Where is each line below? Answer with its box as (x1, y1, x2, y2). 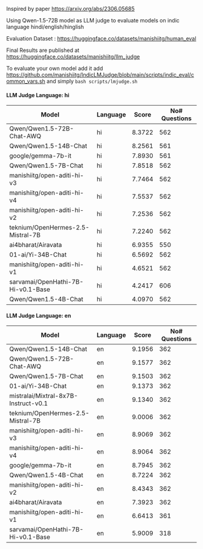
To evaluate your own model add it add (6, 65, 103, 72)
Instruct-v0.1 (9, 399, 48, 408)
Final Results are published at (6, 47, 80, 54)
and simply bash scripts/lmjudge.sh (46, 78, 138, 85)
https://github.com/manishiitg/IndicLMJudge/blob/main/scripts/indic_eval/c (6, 71, 195, 78)
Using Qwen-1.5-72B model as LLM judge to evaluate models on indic (6, 17, 180, 24)
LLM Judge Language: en (6, 312, 71, 319)
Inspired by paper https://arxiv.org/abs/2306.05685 (6, 5, 135, 12)
